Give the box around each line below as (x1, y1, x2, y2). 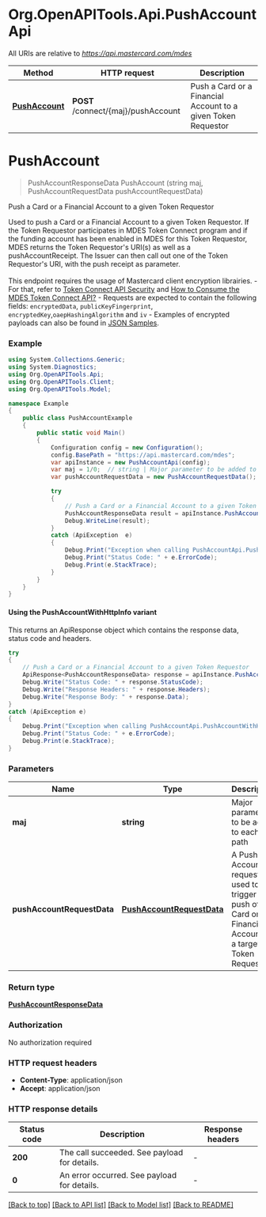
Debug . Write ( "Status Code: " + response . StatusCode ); (22, 678, 203, 686)
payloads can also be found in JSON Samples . (8, 318, 160, 328)
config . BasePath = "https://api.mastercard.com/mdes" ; (50, 451, 236, 459)
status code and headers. (8, 633, 92, 643)
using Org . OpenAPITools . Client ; (8, 377, 115, 385)
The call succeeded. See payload (59, 1147, 184, 1158)
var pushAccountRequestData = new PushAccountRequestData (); (50, 473, 257, 481)
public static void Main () (36, 429, 126, 437)
